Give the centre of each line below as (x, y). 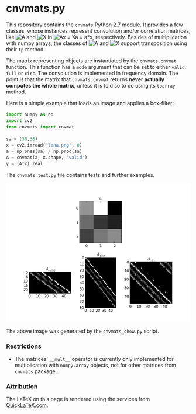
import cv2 (19, 121)
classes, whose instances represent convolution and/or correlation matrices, (98, 30)
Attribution (22, 386)
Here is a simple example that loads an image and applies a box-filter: (90, 103)
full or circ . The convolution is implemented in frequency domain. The (92, 73)
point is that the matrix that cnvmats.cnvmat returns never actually (85, 79)
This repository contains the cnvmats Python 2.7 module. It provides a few (94, 25)
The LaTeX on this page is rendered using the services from (78, 399)
